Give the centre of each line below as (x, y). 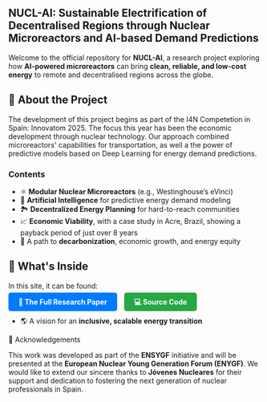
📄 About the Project (58, 100)
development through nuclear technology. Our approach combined (119, 136)
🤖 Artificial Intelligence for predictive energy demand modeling (125, 200)
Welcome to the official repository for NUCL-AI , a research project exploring (134, 57)
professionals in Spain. (46, 389)
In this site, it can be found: (53, 286)
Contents (27, 174)
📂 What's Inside (49, 267)
